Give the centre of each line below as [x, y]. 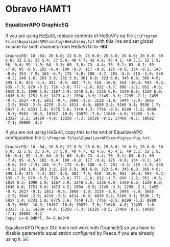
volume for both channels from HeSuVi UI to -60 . [57, 47]
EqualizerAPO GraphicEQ [37, 25]
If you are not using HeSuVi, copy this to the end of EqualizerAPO [74, 132]
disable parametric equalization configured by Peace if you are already [80, 233]
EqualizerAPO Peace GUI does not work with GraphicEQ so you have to [80, 228]
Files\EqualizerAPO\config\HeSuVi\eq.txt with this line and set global [79, 41]
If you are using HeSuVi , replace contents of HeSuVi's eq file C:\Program [81, 36]
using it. [14, 239]
